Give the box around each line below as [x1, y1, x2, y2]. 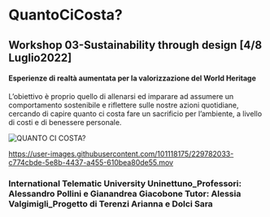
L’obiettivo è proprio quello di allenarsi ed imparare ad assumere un [8, 91, 234, 101]
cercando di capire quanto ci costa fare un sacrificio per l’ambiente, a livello [8, 108, 263, 119]
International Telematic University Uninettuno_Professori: [8, 177, 242, 189]
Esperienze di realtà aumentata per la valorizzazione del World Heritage [8, 73, 256, 83]
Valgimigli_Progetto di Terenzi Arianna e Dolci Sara [8, 197, 213, 209]
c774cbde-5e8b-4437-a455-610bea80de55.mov [8, 157, 173, 167]
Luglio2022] [8, 50, 72, 64]
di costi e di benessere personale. [8, 117, 122, 127]
